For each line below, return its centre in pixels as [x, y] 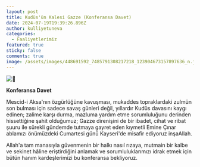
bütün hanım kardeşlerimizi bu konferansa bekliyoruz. [72, 157]
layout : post [22, 12]
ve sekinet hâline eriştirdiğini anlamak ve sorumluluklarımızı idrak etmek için [99, 151]
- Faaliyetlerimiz [35, 39]
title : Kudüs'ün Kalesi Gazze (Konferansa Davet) [69, 17]
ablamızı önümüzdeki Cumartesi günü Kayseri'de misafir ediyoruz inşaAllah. [99, 133]
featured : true [25, 45]
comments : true [25, 56]
